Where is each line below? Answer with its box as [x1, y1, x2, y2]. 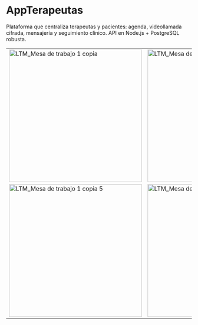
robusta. [6, 35, 27, 42]
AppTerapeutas [6, 4, 84, 17]
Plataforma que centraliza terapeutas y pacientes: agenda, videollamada [6, 23, 182, 30]
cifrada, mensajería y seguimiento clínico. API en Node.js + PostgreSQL [6, 29, 180, 36]
